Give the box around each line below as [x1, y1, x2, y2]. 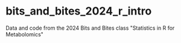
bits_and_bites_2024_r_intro [5, 4, 152, 18]
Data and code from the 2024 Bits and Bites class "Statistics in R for [5, 24, 175, 31]
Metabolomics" [5, 30, 43, 38]
